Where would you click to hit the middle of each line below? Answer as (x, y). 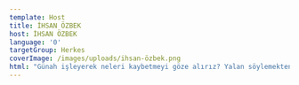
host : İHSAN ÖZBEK (43, 34)
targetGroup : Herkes (48, 50)
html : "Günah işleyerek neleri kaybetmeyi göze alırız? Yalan (127, 67)
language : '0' (36, 42)
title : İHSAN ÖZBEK (45, 26)
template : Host (37, 17)
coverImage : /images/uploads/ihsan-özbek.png (95, 58)
